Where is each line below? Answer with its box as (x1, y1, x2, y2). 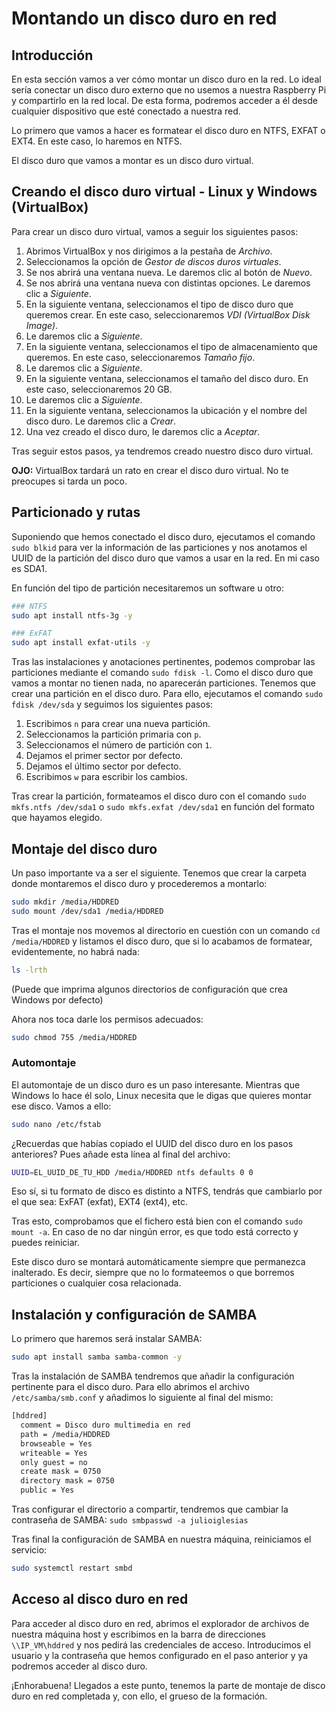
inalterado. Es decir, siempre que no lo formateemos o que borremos (11, 1267, 295, 1279)
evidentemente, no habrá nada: (11, 945, 141, 957)
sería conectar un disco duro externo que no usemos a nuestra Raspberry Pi (11, 84, 327, 96)
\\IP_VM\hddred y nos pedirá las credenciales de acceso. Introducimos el (11, 1638, 311, 1651)
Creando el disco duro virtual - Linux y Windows (11, 183, 318, 201)
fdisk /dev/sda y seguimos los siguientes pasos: (11, 698, 214, 711)
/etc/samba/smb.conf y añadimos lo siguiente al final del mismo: (11, 1392, 274, 1404)
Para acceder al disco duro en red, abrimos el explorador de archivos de (11, 1617, 310, 1629)
